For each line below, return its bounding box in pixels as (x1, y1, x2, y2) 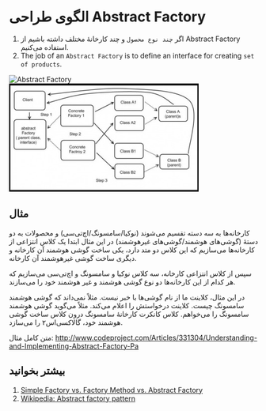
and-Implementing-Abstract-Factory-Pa (9, 341, 139, 351)
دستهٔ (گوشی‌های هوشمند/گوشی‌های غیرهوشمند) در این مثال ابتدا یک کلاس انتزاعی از (9, 236, 259, 246)
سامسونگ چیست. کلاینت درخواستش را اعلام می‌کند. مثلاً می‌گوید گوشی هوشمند (9, 300, 245, 310)
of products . (20, 59, 63, 69)
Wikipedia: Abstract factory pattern (20, 394, 135, 403)
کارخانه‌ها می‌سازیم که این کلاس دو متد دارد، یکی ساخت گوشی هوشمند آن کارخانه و (9, 245, 256, 255)
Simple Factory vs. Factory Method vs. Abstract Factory (20, 385, 203, 394)
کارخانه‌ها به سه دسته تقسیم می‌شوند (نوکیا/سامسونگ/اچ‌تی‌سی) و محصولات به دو (9, 228, 250, 237)
